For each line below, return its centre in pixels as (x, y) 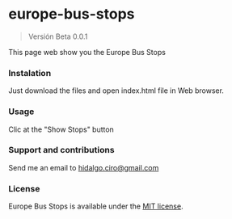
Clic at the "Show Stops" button (61, 129)
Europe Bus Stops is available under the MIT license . (96, 206)
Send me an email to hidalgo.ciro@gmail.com (84, 167)
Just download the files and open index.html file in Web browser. (116, 91)
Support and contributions (61, 150)
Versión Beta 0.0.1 (58, 36)
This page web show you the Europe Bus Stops (87, 52)
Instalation (30, 73)
